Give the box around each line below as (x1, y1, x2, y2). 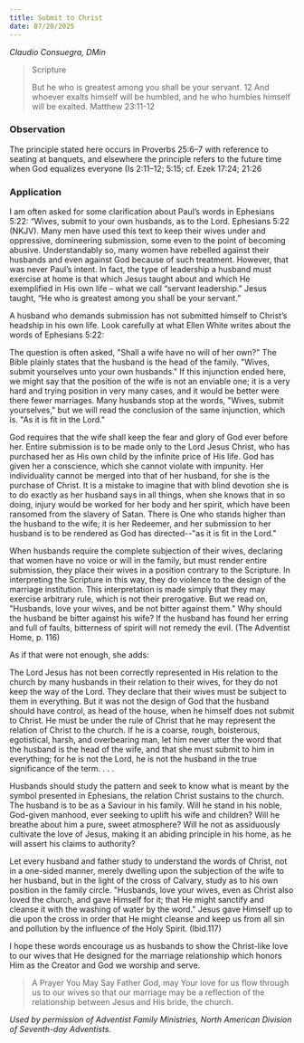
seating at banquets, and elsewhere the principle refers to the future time (9, 153, 282, 164)
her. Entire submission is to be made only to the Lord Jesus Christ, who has (9, 441, 290, 452)
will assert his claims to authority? (9, 839, 136, 849)
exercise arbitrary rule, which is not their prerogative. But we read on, (9, 593, 269, 604)
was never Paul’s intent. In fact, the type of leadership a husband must (9, 264, 272, 275)
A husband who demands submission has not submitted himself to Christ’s (9, 310, 288, 321)
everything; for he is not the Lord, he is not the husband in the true (9, 754, 258, 764)
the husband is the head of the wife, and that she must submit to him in (9, 744, 274, 755)
